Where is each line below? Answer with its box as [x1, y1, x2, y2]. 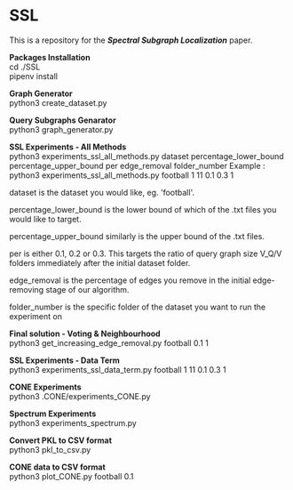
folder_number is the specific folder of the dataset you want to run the [9, 301, 266, 312]
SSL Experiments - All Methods [9, 141, 127, 152]
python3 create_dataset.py [9, 97, 107, 108]
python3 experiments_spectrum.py [9, 417, 138, 428]
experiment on [9, 310, 62, 321]
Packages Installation [9, 52, 91, 62]
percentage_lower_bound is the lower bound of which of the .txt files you [9, 204, 277, 214]
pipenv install [9, 70, 58, 81]
